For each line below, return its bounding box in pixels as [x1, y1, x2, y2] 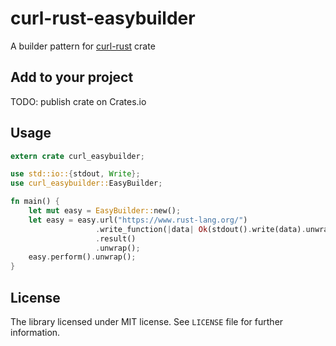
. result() [95, 233, 137, 244]
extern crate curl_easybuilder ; [10, 151, 145, 161]
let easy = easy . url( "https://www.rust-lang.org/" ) [28, 215, 248, 225]
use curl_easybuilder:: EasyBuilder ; [10, 178, 163, 189]
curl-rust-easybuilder [10, 7, 196, 30]
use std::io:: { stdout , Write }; [10, 169, 141, 179]
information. [10, 327, 61, 338]
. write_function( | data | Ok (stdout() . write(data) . [95, 224, 307, 234]
